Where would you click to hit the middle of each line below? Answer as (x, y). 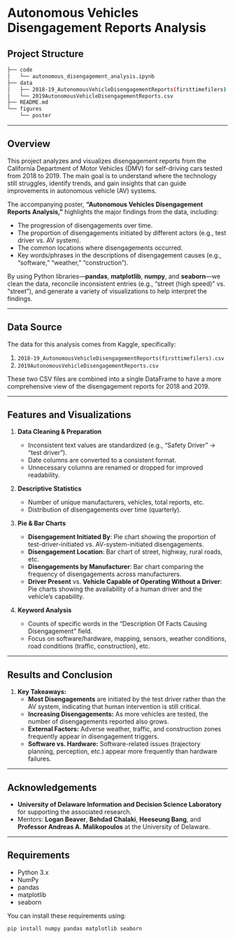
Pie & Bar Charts (42, 524)
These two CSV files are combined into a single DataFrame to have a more (114, 379)
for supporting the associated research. (74, 812)
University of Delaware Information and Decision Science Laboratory (120, 804)
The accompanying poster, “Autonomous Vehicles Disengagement (105, 204)
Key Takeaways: (42, 692)
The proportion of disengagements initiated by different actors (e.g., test (122, 232)
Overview (29, 144)
